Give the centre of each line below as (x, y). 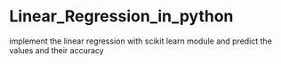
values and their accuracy (56, 50)
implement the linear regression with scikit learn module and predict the (141, 41)
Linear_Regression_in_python (121, 16)
